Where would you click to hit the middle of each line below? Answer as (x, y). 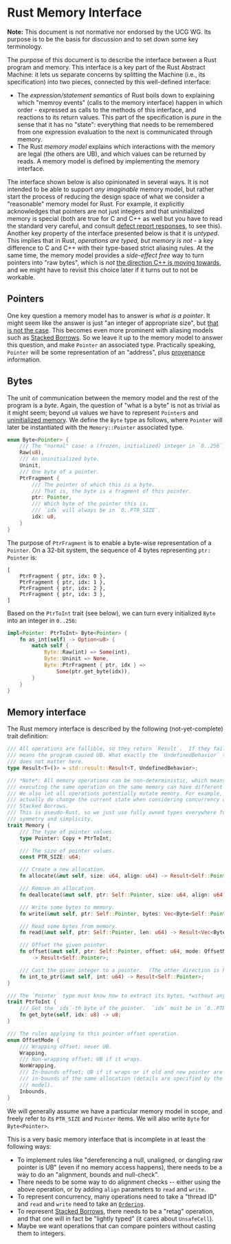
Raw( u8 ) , (32, 453)
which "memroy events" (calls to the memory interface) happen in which (120, 102)
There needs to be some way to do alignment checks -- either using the (119, 1182)
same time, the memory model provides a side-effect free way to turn (106, 255)
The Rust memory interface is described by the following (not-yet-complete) (115, 729)
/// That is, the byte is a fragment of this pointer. (112, 491)
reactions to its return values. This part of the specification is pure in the (119, 117)
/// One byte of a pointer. (59, 472)
